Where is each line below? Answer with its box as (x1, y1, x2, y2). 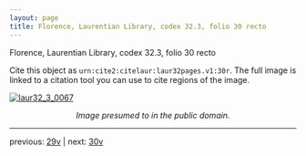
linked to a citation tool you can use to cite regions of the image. (9, 74, 250, 85)
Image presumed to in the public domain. (76, 109, 230, 120)
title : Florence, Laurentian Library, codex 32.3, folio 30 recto (9, 22, 267, 31)
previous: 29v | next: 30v (9, 136, 104, 147)
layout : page (9, 13, 59, 23)
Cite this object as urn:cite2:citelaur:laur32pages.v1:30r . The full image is (9, 65, 297, 76)
